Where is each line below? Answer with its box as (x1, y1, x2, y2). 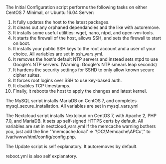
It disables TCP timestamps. (12, 83, 71, 89)
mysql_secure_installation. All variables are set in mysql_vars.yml (5, 103, 139, 109)
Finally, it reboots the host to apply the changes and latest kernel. (12, 88, 148, 94)
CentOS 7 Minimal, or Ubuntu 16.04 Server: (5, 9, 94, 15)
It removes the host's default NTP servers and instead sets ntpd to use (12, 56, 159, 62)
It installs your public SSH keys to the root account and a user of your (12, 46, 156, 51)
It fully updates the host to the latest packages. (12, 19, 110, 25)
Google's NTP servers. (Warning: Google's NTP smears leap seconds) (12, 62, 158, 67)
